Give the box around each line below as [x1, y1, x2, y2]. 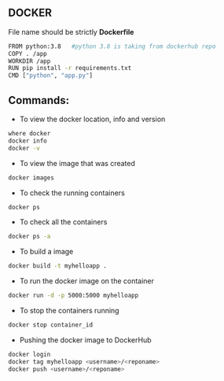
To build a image [19, 247, 74, 257]
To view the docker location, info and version [19, 114, 166, 124]
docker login [8, 350, 51, 358]
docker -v [8, 144, 41, 152]
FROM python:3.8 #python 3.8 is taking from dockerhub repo [8, 43, 216, 50]
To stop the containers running [19, 306, 119, 315]
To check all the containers [19, 217, 108, 227]
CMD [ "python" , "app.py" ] [8, 72, 93, 80]
